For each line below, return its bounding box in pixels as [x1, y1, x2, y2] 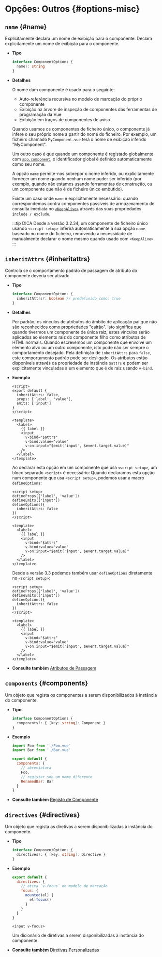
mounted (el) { [25, 893, 54, 898]
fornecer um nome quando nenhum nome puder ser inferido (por [12, 175, 142, 181]
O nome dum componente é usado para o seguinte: [12, 86, 115, 93]
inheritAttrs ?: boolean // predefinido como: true [16, 296, 121, 301]
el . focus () [29, 897, 52, 902]
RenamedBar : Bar [21, 779, 54, 784]
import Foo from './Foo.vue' [12, 743, 71, 748]
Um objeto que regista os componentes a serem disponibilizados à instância [5, 692, 157, 698]
